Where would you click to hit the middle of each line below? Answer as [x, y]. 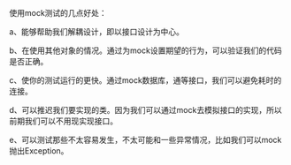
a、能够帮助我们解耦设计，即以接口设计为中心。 [96, 32]
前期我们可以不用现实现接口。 [63, 121]
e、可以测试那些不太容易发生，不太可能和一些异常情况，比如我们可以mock [145, 140]
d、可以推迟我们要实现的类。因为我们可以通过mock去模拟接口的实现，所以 [145, 110]
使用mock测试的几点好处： [58, 13]
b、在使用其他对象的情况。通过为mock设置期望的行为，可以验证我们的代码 [145, 50]
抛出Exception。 [39, 151]
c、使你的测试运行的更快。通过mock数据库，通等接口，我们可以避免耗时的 [145, 80]
